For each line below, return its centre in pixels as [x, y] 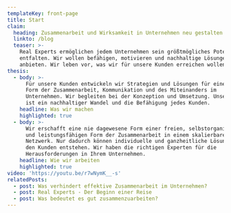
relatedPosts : [27, 179]
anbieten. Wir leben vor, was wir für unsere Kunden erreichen [112, 65]
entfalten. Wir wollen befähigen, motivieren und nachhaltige [110, 58]
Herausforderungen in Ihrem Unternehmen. [86, 154]
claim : [16, 26]
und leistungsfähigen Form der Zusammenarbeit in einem [107, 135]
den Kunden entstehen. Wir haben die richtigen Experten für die [121, 148]
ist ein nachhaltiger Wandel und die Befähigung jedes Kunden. [118, 103]
